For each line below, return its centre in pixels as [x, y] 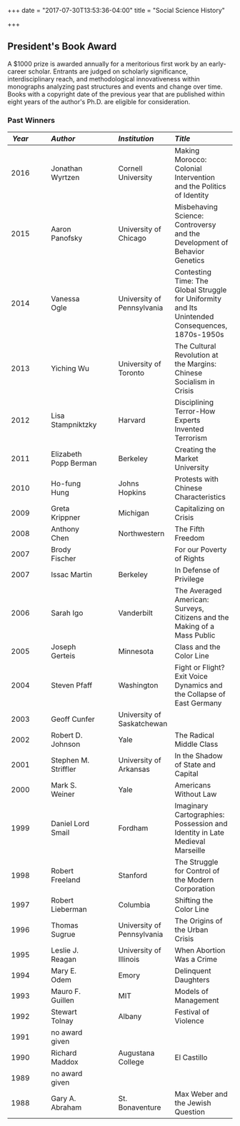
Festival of [192, 1012]
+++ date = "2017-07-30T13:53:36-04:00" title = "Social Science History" [116, 10]
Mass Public [195, 635]
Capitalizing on [200, 508]
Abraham [66, 1107]
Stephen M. [70, 760]
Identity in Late [200, 833]
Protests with [197, 479]
